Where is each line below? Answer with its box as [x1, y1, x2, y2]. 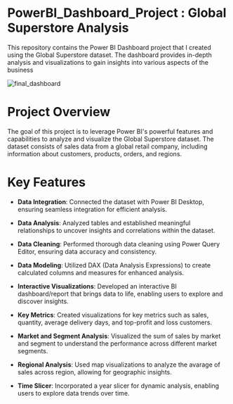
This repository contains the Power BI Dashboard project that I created [7, 43, 212, 51]
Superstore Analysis [7, 20, 129, 36]
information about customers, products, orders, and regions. [7, 149, 182, 158]
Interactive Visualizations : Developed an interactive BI [17, 282, 177, 290]
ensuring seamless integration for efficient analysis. [17, 205, 167, 213]
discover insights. [17, 297, 69, 305]
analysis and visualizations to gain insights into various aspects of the [7, 58, 209, 66]
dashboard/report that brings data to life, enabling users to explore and [17, 289, 223, 298]
